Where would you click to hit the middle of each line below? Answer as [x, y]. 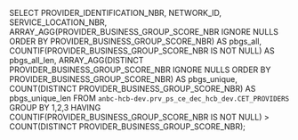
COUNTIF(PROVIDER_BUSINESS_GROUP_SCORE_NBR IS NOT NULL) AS [142, 51]
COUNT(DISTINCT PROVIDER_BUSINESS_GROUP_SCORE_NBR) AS [133, 89]
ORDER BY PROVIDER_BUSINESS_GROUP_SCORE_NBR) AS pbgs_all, [136, 41]
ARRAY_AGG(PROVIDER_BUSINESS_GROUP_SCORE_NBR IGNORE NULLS [144, 32]
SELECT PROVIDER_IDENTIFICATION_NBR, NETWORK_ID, [116, 13]
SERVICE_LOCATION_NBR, [58, 22]
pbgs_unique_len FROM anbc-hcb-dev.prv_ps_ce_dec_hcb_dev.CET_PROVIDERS [149, 98]
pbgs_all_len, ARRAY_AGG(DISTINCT [77, 60]
